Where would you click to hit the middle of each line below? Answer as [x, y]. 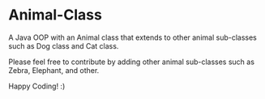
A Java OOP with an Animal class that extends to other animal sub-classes [132, 37]
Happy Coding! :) [37, 86]
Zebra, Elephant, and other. [54, 70]
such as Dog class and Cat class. [64, 45]
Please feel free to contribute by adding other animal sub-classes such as [132, 62]
